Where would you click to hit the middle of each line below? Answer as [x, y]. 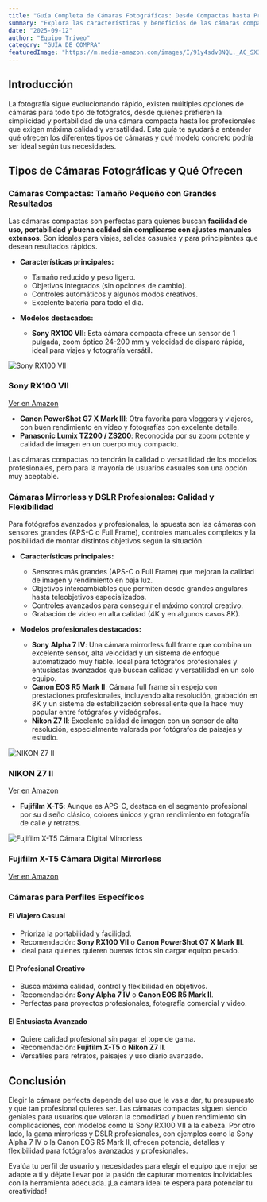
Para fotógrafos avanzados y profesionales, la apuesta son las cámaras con [132, 524]
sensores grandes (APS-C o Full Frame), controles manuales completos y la [132, 532]
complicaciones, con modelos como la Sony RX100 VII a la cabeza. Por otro [132, 1126]
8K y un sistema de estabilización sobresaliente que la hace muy [137, 704]
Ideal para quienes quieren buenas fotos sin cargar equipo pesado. [130, 950]
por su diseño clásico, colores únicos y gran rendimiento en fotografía [135, 814]
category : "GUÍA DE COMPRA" [55, 45]
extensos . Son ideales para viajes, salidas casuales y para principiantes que [133, 238]
